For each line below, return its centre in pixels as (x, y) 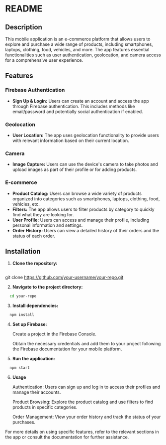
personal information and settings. (47, 225)
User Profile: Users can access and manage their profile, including (81, 220)
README (24, 9)
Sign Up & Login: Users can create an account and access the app (81, 101)
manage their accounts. (37, 392)
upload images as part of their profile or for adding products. (75, 169)
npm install (22, 315)
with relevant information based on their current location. (71, 141)
